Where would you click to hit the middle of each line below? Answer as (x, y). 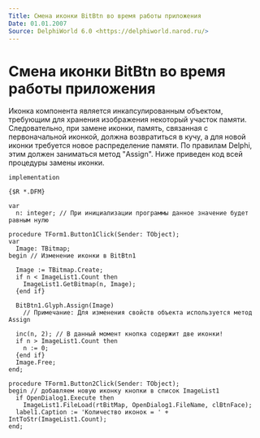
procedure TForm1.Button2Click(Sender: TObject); (94, 384)
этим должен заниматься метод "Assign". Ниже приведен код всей (126, 154)
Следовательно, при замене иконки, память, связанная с (108, 128)
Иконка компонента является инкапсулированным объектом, (116, 111)
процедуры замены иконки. (56, 163)
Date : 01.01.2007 (38, 24)
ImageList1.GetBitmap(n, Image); (80, 284)
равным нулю (28, 220)
